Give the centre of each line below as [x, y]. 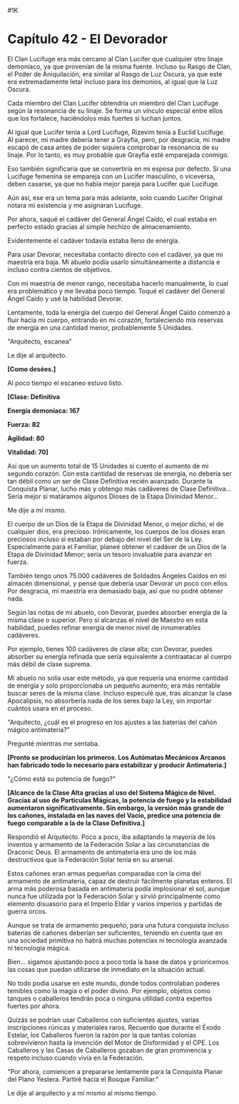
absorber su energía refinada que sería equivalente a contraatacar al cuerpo [119, 656]
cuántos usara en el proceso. [50, 708]
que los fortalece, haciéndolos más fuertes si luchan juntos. [95, 118]
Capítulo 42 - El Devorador [87, 39]
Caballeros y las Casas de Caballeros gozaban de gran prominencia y [110, 1050]
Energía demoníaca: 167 [44, 411]
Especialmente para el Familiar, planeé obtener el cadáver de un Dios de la [117, 546]
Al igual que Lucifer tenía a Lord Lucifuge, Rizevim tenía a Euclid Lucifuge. [116, 132]
